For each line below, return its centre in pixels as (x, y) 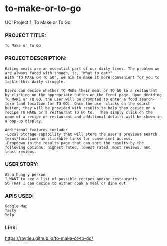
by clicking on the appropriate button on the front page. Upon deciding (84, 95)
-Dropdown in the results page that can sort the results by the (74, 143)
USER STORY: (22, 164)
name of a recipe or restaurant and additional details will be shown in (84, 117)
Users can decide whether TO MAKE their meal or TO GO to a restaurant (81, 90)
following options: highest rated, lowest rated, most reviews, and (78, 147)
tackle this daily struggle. (35, 82)
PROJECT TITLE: (26, 35)
